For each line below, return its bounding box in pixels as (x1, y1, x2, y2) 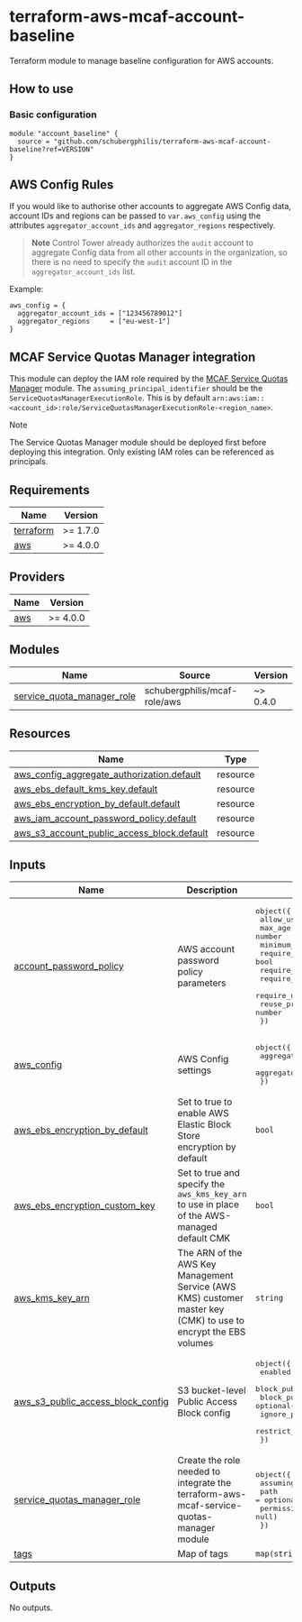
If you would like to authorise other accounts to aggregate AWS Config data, (9, 201, 292, 212)
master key (177, 1303, 225, 1315)
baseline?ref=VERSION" (9, 144, 94, 154)
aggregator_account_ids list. (31, 266, 137, 277)
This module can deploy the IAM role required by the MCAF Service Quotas (9, 373, 289, 384)
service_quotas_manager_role (13, 1494, 141, 1507)
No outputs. (9, 1602, 53, 1613)
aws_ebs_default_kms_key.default (13, 783, 158, 795)
